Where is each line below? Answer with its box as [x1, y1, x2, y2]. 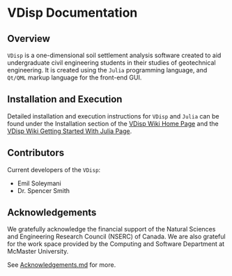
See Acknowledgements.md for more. [7, 261, 116, 269]
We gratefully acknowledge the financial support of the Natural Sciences [7, 225, 216, 233]
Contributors [7, 147, 65, 159]
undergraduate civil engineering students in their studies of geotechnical [7, 59, 216, 67]
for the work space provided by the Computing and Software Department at [7, 240, 225, 248]
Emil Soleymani [17, 179, 61, 187]
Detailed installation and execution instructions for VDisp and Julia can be [7, 112, 219, 120]
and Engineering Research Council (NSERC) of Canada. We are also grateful [7, 232, 226, 241]
